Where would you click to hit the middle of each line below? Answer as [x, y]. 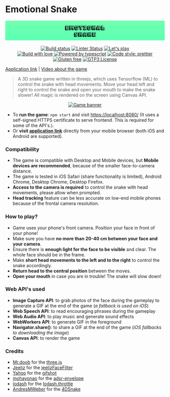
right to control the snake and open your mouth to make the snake [87, 89]
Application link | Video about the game [46, 69]
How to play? [22, 216]
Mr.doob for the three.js [37, 362]
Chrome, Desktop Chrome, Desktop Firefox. [58, 182]
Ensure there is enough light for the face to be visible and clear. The [84, 249]
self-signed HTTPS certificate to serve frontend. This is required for [83, 120]
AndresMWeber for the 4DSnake [47, 389]
